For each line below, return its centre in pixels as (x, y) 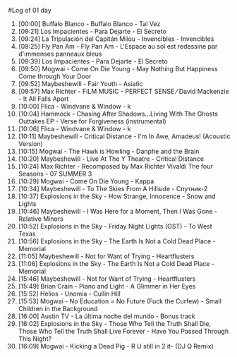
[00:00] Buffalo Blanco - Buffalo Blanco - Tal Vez (89, 24)
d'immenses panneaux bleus (60, 54)
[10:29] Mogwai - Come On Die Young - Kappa (86, 181)
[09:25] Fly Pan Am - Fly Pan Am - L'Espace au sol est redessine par (118, 46)
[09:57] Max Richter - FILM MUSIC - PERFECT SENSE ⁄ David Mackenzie (123, 91)
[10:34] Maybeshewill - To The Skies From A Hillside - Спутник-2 (113, 189)
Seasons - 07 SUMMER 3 (55, 174)
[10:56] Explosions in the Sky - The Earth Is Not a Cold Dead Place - (117, 241)
